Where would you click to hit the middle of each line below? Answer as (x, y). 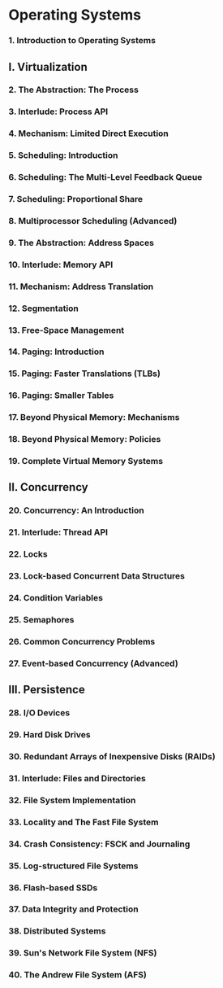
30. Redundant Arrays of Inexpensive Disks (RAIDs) (112, 757)
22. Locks (28, 554)
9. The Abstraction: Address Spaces (81, 243)
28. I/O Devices (39, 713)
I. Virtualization (48, 67)
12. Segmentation (44, 308)
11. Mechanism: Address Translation (81, 286)
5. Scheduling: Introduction (63, 155)
